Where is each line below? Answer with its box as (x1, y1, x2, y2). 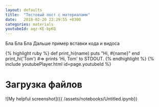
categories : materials (5, 21, 54, 27)
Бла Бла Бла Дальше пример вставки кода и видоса (5, 40, 120, 46)
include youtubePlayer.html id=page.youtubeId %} (5, 61, 111, 67)
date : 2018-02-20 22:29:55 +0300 (5, 17, 81, 22)
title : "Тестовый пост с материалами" (5, 12, 90, 17)
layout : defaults (5, 7, 42, 13)
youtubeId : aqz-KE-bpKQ (5, 26, 56, 32)
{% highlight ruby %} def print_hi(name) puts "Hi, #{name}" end (5, 50, 140, 57)
